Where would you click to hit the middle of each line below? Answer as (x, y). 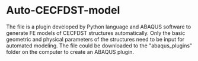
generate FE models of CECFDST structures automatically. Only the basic (96, 33)
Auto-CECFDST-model (63, 10)
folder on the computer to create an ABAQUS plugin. (70, 52)
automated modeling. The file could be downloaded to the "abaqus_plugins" (99, 46)
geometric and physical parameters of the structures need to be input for (95, 39)
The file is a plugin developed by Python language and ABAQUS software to (99, 27)
